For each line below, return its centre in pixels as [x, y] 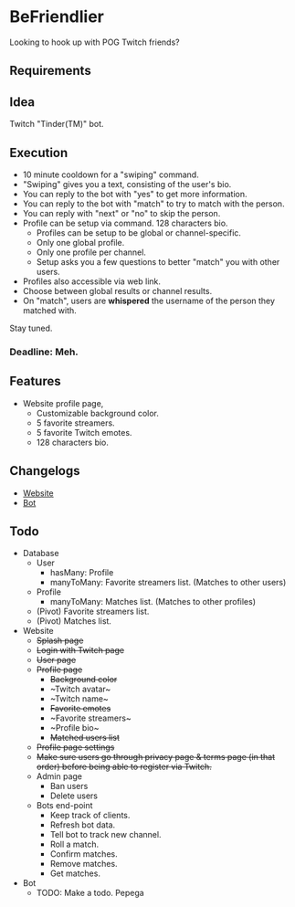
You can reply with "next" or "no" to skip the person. [121, 213]
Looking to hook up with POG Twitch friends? [95, 42]
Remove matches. [84, 864]
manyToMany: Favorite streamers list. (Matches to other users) [168, 583]
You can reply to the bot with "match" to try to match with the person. [153, 204]
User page [56, 660]
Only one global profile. [80, 242]
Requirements [50, 71]
